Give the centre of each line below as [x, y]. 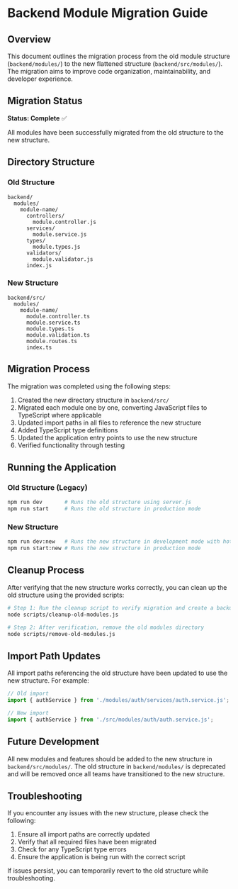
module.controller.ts [58, 316]
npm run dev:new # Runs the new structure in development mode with [114, 542]
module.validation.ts [58, 335]
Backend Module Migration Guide [108, 13]
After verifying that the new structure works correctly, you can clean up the [117, 587]
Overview [29, 39]
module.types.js [57, 247]
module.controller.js [65, 222]
